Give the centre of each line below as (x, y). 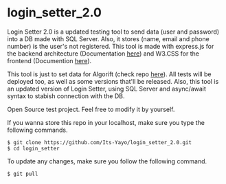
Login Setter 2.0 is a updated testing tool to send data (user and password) (113, 32)
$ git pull (23, 174)
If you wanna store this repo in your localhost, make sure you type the (106, 122)
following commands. (37, 130)
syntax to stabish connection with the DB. (66, 96)
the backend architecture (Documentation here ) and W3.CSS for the (103, 54)
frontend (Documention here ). (49, 60)
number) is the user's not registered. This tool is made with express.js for (111, 46)
